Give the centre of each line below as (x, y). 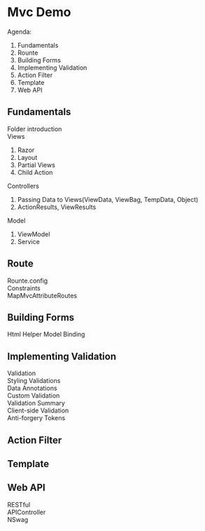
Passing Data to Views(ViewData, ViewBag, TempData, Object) (108, 199)
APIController (27, 512)
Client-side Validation (38, 410)
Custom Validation (34, 396)
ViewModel (34, 234)
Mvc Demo (39, 12)
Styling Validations (34, 381)
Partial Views (36, 165)
